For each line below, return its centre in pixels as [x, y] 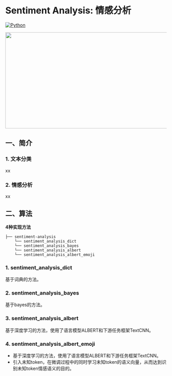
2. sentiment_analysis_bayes [42, 293]
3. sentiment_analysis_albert [42, 319]
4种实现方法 [18, 227]
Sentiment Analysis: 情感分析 [68, 11]
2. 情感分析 [19, 185]
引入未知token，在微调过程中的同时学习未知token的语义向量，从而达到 [87, 362]
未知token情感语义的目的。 [46, 368]
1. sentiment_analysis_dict [39, 267]
